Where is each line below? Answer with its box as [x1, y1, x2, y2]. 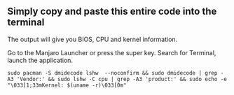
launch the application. [7, 56, 74, 64]
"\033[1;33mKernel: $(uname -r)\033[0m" [7, 82, 128, 89]
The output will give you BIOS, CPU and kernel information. [7, 35, 178, 43]
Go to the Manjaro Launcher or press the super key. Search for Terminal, [7, 48, 216, 57]
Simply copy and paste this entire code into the [7, 6, 217, 17]
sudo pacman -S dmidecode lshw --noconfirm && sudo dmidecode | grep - [7, 69, 224, 76]
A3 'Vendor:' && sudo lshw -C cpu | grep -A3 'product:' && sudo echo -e [7, 75, 228, 82]
